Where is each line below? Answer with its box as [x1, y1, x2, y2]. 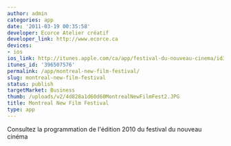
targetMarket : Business [7, 87, 76, 94]
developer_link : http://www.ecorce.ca [7, 36, 118, 43]
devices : [7, 42, 32, 49]
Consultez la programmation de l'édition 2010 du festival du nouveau [7, 125, 202, 133]
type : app [7, 106, 36, 113]
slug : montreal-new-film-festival [7, 74, 107, 81]
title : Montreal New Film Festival [7, 100, 109, 107]
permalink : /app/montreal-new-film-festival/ [7, 67, 140, 74]
